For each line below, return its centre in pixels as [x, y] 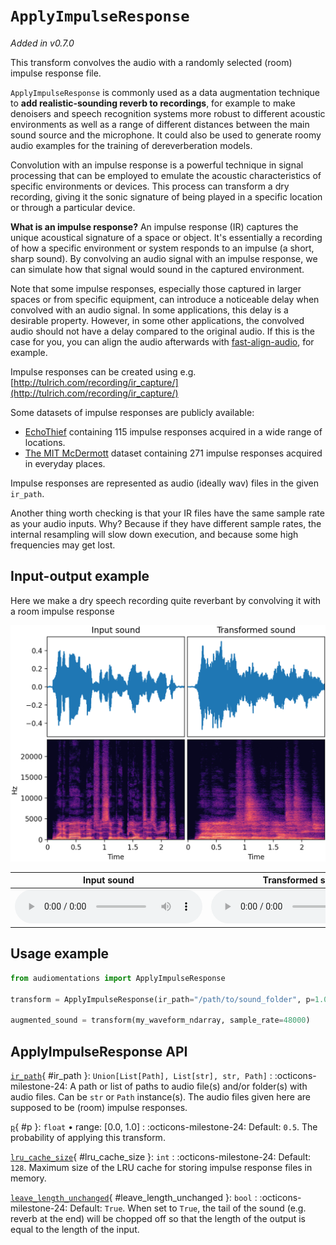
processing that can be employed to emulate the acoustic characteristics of [166, 175]
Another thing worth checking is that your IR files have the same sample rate [167, 513]
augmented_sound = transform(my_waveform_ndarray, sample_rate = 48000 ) [160, 1020]
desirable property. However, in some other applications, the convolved [157, 320]
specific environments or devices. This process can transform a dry [150, 186]
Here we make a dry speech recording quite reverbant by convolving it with [166, 600]
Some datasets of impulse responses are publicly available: [132, 412]
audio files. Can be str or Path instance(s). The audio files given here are [160, 1097]
